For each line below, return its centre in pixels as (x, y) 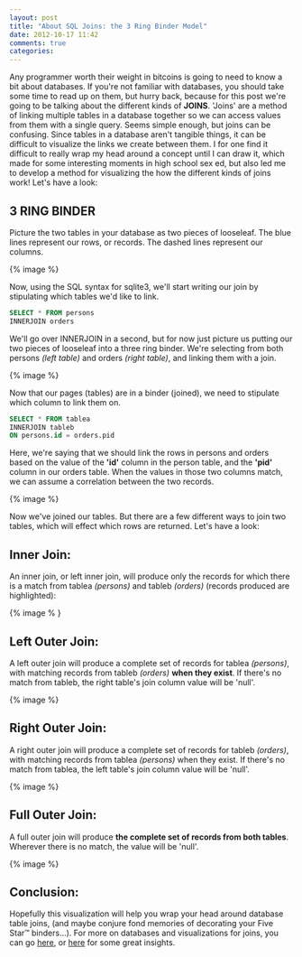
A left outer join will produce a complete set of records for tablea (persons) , (150, 663)
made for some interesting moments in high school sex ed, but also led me (148, 163)
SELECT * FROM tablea (50, 419)
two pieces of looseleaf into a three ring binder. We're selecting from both (146, 348)
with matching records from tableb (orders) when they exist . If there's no (146, 673)
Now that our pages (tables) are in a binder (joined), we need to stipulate (144, 393)
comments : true (38, 43)
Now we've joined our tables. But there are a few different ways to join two (148, 516)
